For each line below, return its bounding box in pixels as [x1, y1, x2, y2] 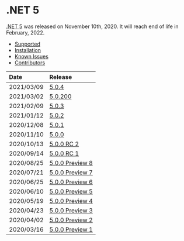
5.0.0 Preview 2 [49, 216, 93, 224]
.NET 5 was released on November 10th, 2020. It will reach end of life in [6, 23, 179, 30]
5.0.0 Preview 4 [49, 197, 93, 205]
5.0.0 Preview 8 [49, 159, 93, 167]
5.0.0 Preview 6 [49, 178, 93, 186]
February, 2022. [6, 29, 45, 36]
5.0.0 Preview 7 [49, 168, 93, 176]
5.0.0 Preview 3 [49, 206, 93, 214]
